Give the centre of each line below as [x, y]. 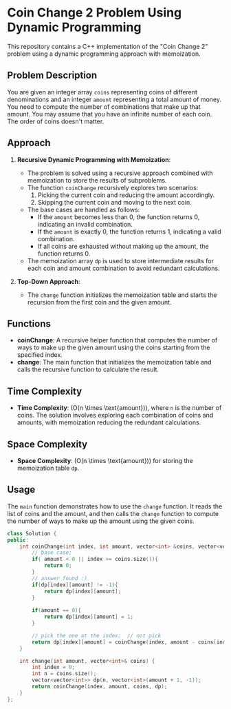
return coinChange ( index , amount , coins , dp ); [100, 687]
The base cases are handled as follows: [84, 209]
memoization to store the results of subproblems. [97, 180]
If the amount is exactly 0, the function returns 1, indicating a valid [129, 232]
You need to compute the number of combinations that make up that [104, 106]
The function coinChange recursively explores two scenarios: [113, 187]
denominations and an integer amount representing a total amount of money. [114, 99]
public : [18, 540]
